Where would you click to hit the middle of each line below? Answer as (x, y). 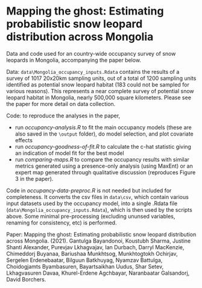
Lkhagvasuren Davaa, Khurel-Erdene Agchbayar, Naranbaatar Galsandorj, (98, 273)
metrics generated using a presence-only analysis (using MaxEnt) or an (104, 166)
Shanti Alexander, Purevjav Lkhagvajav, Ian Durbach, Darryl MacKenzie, (96, 247)
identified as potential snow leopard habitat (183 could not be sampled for (98, 84)
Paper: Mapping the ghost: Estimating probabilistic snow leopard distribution (101, 234)
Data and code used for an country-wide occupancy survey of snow (91, 53)
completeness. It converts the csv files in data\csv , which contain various (97, 197)
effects (24, 140)
